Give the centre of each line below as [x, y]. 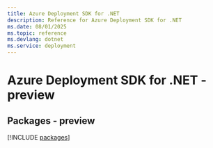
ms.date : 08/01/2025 [37, 26]
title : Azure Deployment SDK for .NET [63, 14]
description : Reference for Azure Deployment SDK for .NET [95, 20]
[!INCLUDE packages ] [39, 137]
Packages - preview [51, 121]
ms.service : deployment [42, 46]
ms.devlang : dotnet [35, 40]
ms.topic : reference [37, 33]
